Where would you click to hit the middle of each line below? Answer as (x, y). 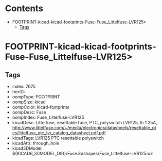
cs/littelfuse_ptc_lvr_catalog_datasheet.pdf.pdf (59, 133)
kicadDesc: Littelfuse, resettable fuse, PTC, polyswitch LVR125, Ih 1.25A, (84, 122)
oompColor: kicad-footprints (41, 107)
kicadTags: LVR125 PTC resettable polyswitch (58, 138)
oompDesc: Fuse (29, 112)
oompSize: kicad (29, 102)
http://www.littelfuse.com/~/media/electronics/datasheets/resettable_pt (84, 128)
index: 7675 (24, 86)
